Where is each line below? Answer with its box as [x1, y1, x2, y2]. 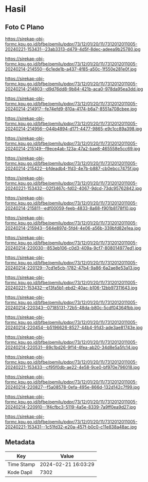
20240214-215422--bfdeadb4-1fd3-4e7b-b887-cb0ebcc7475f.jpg [5, 165, 139, 171]
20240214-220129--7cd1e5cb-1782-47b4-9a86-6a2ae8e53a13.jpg [5, 265, 140, 271]
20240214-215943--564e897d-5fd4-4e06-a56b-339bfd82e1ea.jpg [5, 225, 141, 231]
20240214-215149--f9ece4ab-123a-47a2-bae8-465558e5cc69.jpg [5, 146, 140, 151]
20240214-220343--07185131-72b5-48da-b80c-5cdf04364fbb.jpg [5, 305, 141, 310]
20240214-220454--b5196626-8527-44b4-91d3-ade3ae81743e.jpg [5, 324, 143, 330]
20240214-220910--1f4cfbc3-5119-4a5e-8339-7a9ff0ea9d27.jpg [5, 404, 136, 410]
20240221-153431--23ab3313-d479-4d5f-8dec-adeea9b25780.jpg [5, 46, 141, 52]
